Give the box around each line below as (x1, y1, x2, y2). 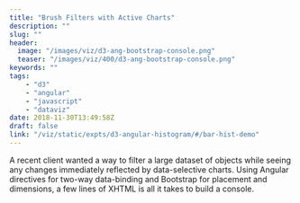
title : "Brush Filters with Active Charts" (9, 13, 176, 22)
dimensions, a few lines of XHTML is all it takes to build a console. (9, 183, 255, 194)
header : (9, 38, 39, 48)
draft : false (9, 122, 59, 131)
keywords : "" (9, 64, 59, 73)
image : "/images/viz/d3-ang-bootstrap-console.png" (17, 47, 216, 56)
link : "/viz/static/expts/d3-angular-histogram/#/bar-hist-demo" (9, 130, 259, 139)
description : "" (9, 22, 70, 31)
